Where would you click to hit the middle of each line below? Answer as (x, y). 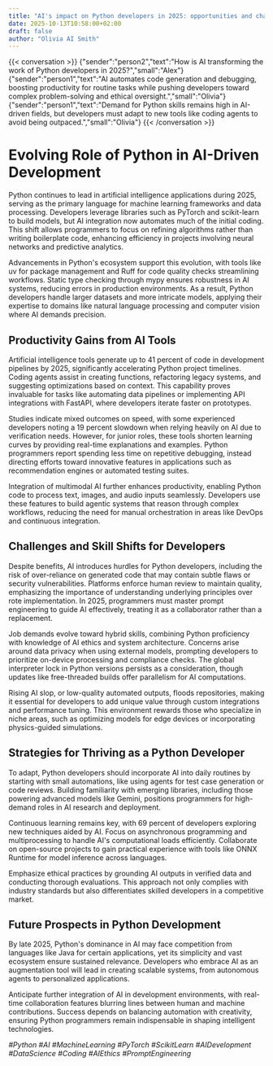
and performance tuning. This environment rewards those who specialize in (135, 710)
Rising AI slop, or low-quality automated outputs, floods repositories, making (136, 692)
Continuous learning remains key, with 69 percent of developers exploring (132, 823)
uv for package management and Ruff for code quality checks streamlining (134, 271)
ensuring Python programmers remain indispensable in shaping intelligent (132, 1020)
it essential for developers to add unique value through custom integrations (134, 701)
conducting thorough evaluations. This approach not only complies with (129, 882)
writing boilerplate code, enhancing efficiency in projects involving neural (131, 238)
